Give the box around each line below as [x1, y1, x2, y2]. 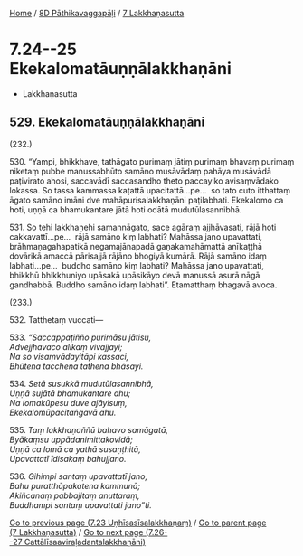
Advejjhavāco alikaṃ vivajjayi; [9, 341, 123, 352]
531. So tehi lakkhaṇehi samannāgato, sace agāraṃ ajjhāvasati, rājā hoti [9, 221, 277, 232]
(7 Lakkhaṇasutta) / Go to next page [9, 526, 144, 537]
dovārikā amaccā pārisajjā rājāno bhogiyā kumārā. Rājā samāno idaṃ [9, 250, 267, 261]
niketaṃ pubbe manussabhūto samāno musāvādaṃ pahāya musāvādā [9, 165, 271, 176]
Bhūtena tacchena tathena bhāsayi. [9, 361, 144, 372]
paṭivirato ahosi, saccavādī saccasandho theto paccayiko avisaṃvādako [9, 175, 279, 186]
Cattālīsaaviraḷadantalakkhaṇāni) [24, 536, 147, 547]
